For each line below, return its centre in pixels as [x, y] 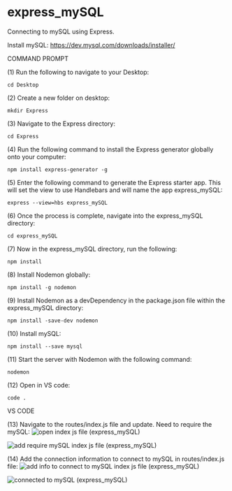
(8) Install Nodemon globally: [49, 274]
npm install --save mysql [45, 346]
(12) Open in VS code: [39, 385]
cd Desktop [23, 85]
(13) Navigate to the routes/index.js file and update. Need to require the [110, 424]
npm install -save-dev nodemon [53, 321]
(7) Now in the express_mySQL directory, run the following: [92, 249]
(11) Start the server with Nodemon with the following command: [100, 359]
